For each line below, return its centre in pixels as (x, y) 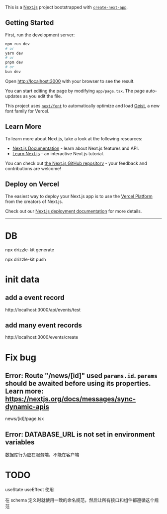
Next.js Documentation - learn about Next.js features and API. (76, 148)
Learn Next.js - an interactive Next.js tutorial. (58, 153)
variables (20, 442)
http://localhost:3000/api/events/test (43, 309)
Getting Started (30, 23)
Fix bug (21, 357)
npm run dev (17, 44)
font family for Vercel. (27, 111)
